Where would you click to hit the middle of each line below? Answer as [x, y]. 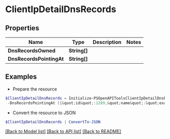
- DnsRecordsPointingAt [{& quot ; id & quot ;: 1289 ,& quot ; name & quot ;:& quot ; [83, 103]
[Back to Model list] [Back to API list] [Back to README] [63, 131]
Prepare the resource [35, 89]
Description [107, 42]
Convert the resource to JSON [44, 113]
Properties [22, 28]
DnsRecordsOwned [32, 51]
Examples [21, 77]
